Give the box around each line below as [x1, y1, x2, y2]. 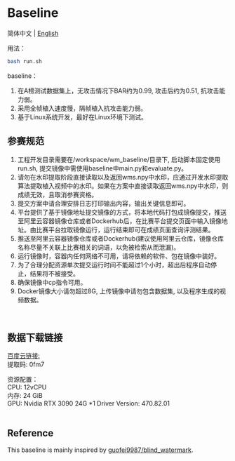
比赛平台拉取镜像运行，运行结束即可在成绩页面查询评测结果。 [36, 225, 215, 234]
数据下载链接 [7, 332, 63, 344]
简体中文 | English [7, 29, 59, 37]
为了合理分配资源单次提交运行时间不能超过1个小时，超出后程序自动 [17, 260, 211, 269]
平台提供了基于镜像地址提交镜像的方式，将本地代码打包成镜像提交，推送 [17, 208, 227, 216]
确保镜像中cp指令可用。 [17, 278, 87, 286]
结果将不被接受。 [29, 269, 79, 278]
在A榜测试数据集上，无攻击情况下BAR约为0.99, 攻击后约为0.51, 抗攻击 [17, 86, 220, 95]
